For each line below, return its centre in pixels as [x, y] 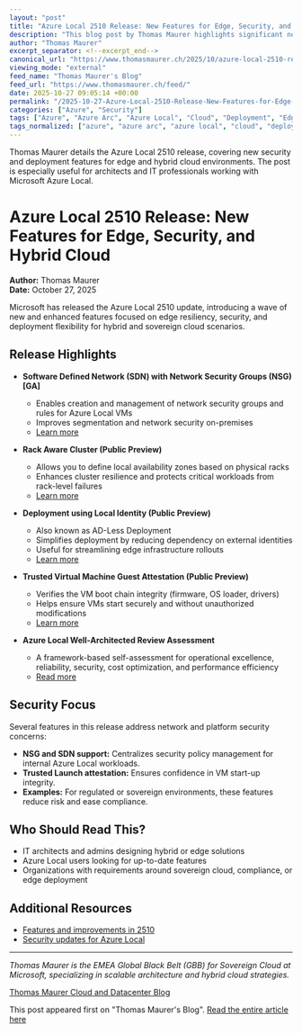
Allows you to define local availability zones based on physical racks [162, 467]
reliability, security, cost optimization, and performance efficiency [157, 667]
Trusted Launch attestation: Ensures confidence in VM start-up [141, 773]
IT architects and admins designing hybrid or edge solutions [133, 851]
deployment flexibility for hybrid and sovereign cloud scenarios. [127, 326]
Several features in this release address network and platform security [139, 726]
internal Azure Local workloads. [81, 763]
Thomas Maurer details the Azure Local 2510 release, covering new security [151, 152]
